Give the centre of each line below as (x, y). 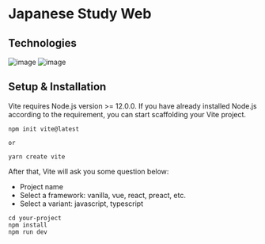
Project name (41, 186)
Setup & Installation (57, 87)
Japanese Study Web (80, 14)
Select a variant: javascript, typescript (81, 204)
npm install (28, 225)
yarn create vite (37, 156)
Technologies (43, 43)
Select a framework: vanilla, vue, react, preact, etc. (102, 195)
